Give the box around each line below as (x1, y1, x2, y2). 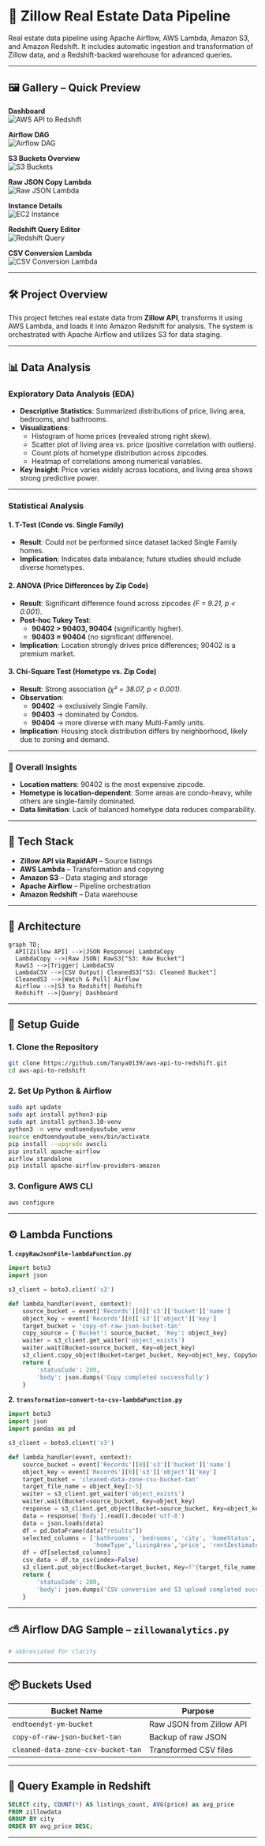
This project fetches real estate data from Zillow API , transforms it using (8, 313, 243, 322)
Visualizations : (19, 423, 70, 432)
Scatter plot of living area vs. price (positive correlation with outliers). (31, 440, 256, 449)
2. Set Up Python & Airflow (8, 1085, 112, 1096)
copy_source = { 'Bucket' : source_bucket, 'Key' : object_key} (22, 1329, 227, 1337)
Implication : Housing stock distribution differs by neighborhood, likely (19, 726, 248, 736)
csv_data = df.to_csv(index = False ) (22, 1556, 140, 1564)
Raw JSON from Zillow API (148, 1718, 248, 1729)
